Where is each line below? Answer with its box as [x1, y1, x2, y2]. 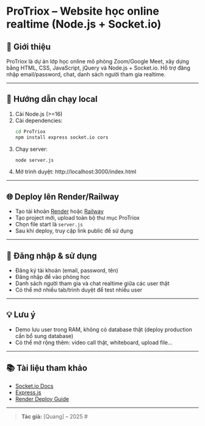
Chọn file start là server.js [15, 221, 84, 228]
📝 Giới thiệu [6, 42, 51, 52]
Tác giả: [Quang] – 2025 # [21, 413, 88, 420]
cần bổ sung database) [15, 332, 74, 339]
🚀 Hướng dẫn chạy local [6, 94, 98, 104]
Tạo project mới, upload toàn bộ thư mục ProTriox [15, 214, 140, 222]
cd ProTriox [15, 128, 46, 135]
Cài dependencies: [15, 117, 63, 124]
